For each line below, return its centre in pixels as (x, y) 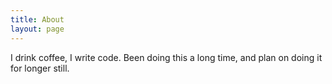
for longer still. (40, 68)
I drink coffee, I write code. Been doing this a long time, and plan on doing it (166, 57)
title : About (37, 19)
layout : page (37, 29)
